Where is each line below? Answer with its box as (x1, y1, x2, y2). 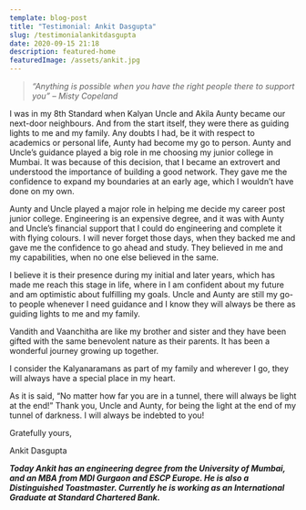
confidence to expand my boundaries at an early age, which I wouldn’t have (9, 176, 294, 187)
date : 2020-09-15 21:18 (9, 38, 100, 48)
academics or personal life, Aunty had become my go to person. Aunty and (9, 138, 291, 148)
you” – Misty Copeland (31, 90, 118, 101)
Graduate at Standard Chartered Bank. (9, 492, 161, 503)
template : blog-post (9, 13, 88, 23)
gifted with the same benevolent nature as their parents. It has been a (9, 336, 270, 347)
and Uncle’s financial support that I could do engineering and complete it (9, 223, 282, 234)
